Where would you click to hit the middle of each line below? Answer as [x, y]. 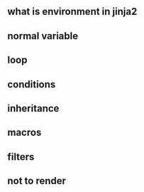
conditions [32, 84]
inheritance [33, 108]
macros [24, 133]
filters [21, 157]
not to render [37, 181]
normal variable [43, 36]
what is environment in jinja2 [72, 12]
